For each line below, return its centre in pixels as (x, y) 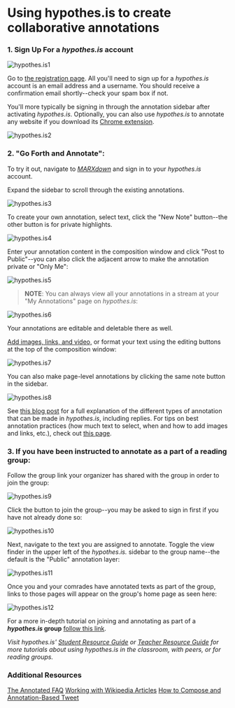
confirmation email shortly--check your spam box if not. (88, 93)
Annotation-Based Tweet (43, 697)
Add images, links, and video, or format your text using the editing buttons (114, 342)
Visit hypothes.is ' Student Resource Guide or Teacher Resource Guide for (113, 642)
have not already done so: (45, 518)
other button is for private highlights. (60, 224)
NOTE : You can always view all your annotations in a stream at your (122, 293)
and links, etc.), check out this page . (59, 433)
